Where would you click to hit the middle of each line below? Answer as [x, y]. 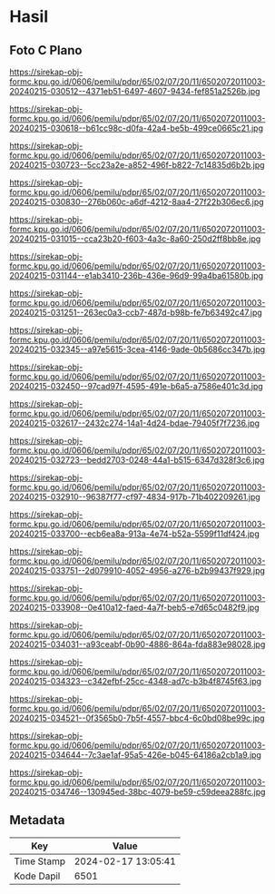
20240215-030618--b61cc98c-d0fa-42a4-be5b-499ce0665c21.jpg [137, 128]
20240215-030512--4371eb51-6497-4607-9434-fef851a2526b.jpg [135, 91]
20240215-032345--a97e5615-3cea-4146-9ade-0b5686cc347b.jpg [137, 349]
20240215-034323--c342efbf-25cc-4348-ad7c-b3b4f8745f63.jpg [135, 681]
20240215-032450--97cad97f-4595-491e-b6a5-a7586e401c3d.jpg [136, 386]
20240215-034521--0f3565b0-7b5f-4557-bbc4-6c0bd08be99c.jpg [137, 718]
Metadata [37, 820]
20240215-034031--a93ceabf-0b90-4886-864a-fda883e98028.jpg [137, 644]
